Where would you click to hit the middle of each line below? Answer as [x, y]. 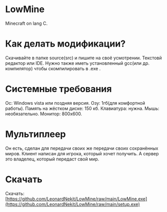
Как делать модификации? [66, 44]
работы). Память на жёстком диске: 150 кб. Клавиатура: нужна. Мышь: [82, 108]
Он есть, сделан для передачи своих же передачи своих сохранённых [82, 148]
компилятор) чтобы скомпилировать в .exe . [53, 68]
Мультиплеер [36, 134]
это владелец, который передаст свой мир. [52, 159]
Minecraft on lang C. [26, 23]
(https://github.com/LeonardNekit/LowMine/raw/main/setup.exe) [73, 204]
